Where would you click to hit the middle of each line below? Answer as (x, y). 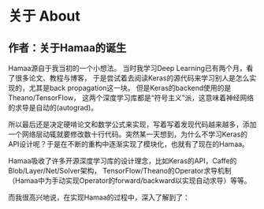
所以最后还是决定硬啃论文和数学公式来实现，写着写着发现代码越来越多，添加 (132, 124)
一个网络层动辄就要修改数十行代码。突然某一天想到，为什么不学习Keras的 (128, 134)
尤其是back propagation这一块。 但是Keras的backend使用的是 (130, 88)
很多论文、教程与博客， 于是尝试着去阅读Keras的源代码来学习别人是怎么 (132, 78)
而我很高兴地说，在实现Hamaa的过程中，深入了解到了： (99, 197)
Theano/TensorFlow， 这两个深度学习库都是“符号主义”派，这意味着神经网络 (131, 98)
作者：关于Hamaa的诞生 (67, 48)
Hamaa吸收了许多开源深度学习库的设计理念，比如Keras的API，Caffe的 (123, 161)
